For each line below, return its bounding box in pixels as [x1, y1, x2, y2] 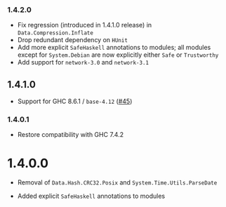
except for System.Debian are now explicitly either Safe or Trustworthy [17, 51, 219, 59]
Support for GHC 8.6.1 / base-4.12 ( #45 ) [17, 97, 133, 106]
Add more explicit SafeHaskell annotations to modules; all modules [17, 44, 211, 52]
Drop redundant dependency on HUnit [17, 36, 128, 44]
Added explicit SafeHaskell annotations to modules [17, 192, 166, 201]
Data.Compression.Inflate [17, 29, 93, 36]
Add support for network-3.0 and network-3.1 [17, 58, 149, 67]
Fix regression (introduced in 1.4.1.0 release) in [17, 21, 152, 29]
